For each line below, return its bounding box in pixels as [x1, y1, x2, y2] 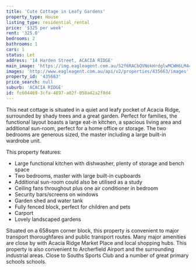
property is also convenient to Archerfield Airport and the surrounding [6, 245, 174, 252]
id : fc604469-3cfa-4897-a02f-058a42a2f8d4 [6, 90, 111, 96]
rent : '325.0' [6, 30, 41, 36]
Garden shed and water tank [14, 197, 83, 204]
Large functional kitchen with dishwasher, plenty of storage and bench [14, 160, 185, 167]
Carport [14, 209, 34, 216]
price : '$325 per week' [6, 25, 64, 31]
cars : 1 [6, 47, 25, 53]
